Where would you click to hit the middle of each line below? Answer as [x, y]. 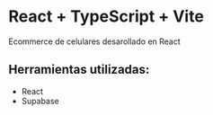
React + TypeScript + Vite [106, 17]
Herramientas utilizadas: [79, 70]
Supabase [40, 101]
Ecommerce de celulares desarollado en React [94, 41]
